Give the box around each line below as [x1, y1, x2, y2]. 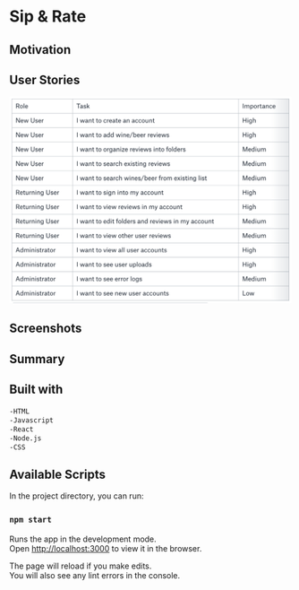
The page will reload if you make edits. [9, 560, 152, 571]
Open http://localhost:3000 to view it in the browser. [9, 542, 202, 553]
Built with [9, 382, 64, 397]
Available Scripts [9, 467, 106, 482]
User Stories [9, 72, 81, 87]
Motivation [9, 42, 72, 57]
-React [9, 424, 34, 434]
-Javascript [9, 415, 54, 425]
